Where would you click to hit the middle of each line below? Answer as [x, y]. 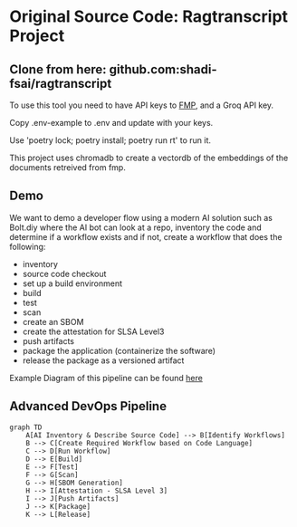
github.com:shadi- [163, 69]
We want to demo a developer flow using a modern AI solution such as [141, 217]
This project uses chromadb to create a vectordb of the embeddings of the [149, 158]
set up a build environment [72, 283]
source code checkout [64, 273]
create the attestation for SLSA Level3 [93, 331]
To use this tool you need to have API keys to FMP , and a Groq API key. [142, 105]
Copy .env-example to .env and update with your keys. [111, 123]
